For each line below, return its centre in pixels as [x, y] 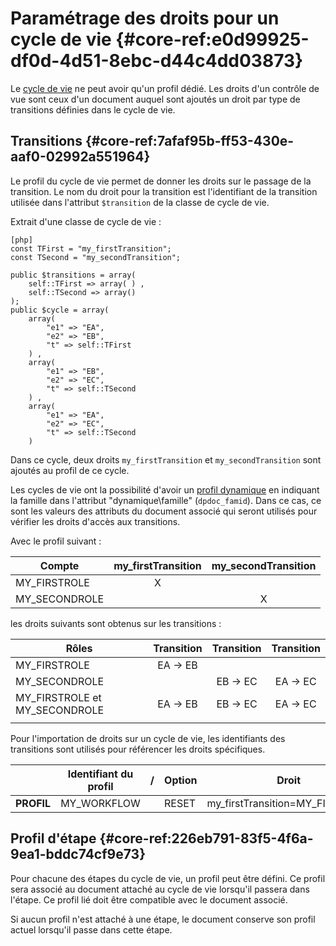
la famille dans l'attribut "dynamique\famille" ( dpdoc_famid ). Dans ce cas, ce [166, 500]
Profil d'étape [53, 838]
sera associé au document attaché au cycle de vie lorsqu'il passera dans [160, 889]
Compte [59, 565]
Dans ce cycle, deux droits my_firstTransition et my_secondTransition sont [166, 459]
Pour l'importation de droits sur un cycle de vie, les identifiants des [148, 738]
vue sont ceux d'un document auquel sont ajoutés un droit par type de [155, 99]
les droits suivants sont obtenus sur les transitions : [116, 623]
